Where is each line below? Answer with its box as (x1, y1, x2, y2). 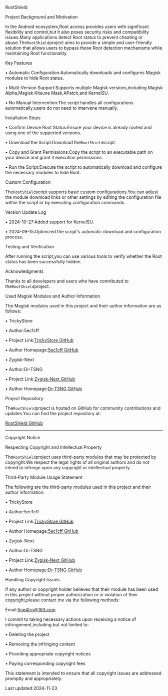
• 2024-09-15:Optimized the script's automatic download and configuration (5, 229, 161, 234)
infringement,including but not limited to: (5, 622, 89, 627)
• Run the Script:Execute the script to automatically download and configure (5, 164, 162, 170)
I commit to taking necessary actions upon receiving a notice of (5, 616, 136, 622)
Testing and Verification (5, 244, 54, 249)
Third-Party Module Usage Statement (5, 474, 82, 480)
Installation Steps (5, 115, 41, 121)
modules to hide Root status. (5, 75, 64, 81)
